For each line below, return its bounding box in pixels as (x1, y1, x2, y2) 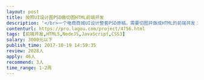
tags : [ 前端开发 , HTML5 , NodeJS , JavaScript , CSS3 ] (6, 31, 126, 37)
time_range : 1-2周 (6, 64, 52, 71)
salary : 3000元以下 (6, 37, 53, 43)
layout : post (6, 8, 39, 15)
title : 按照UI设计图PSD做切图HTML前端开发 (6, 14, 104, 20)
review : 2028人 (6, 48, 44, 54)
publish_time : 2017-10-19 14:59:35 (6, 43, 97, 49)
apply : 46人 (6, 54, 36, 60)
